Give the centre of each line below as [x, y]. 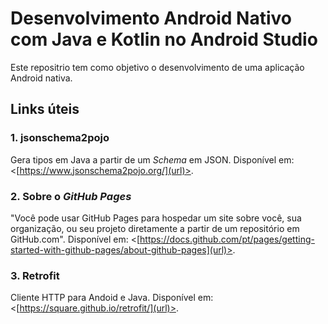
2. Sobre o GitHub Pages [71, 196]
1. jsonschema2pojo [60, 138]
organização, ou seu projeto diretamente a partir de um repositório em [155, 228]
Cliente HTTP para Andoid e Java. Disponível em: [112, 298]
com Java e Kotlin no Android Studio [164, 39]
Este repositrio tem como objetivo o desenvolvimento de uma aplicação [157, 67]
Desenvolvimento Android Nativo [151, 18]
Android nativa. [41, 78]
